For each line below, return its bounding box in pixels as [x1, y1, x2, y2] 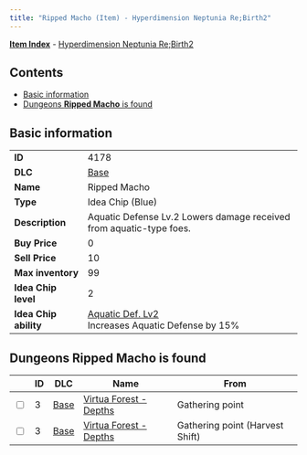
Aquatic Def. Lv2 [87, 308, 160, 321]
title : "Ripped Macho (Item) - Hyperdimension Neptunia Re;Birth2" [9, 13, 272, 23]
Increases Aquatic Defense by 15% [87, 319, 240, 332]
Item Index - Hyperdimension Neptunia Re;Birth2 [9, 38, 194, 49]
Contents [9, 65, 64, 80]
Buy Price [14, 237, 58, 249]
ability [14, 319, 43, 332]
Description [14, 217, 67, 229]
